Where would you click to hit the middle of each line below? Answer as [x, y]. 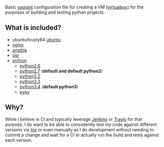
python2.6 [30, 65]
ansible [19, 50]
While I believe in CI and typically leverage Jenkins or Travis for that [74, 119]
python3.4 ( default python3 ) [49, 87]
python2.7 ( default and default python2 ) [61, 71]
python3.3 [30, 81]
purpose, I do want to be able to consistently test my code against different [81, 124]
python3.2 [30, 76]
